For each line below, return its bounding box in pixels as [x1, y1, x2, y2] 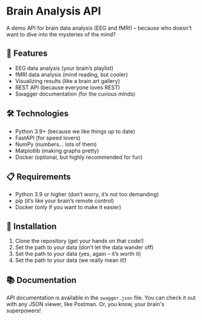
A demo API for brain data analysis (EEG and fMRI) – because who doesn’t [6, 24, 192, 32]
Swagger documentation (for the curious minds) [15, 90, 136, 98]
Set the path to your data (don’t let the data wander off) [15, 244, 153, 251]
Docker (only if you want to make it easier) [15, 204, 121, 211]
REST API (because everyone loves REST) [15, 84, 120, 91]
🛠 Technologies [6, 108, 69, 119]
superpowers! [6, 307, 41, 314]
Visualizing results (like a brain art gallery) [15, 77, 120, 84]
